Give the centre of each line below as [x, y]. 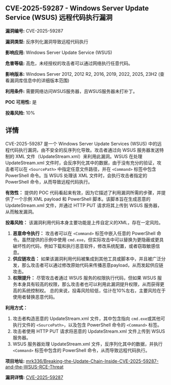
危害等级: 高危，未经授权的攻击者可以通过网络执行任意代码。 [69, 63]
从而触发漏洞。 [21, 212]
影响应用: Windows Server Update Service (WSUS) [59, 52]
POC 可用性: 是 [21, 102]
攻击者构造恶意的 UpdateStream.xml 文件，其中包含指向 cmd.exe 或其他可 [89, 318]
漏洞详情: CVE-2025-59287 [34, 377]
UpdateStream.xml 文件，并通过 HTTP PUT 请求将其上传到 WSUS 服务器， [84, 205]
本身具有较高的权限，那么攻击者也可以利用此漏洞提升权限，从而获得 [89, 284]
